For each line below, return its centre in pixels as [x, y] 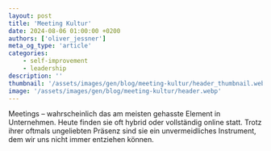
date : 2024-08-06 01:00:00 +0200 [65, 31]
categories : [28, 53]
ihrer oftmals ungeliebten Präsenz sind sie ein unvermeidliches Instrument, [132, 131]
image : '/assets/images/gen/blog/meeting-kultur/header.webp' [115, 91]
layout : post [30, 16]
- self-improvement [56, 61]
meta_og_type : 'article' [50, 46]
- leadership [45, 69]
